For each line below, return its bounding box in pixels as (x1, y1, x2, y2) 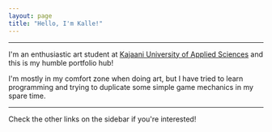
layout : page (8, 11, 53, 20)
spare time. (8, 91, 46, 100)
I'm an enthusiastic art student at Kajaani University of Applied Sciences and (8, 49, 264, 59)
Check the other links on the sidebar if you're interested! (8, 114, 197, 124)
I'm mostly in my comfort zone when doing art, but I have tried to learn (8, 74, 244, 83)
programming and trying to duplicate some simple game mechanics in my (8, 82, 253, 92)
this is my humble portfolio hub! (8, 57, 114, 67)
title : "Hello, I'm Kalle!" (8, 19, 104, 28)
